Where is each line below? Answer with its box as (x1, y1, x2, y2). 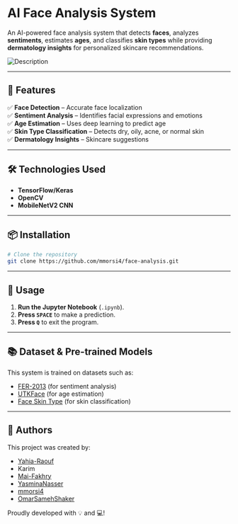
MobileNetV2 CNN (17, 200, 74, 210)
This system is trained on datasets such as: (7, 368, 134, 377)
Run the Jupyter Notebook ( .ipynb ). (17, 302, 125, 311)
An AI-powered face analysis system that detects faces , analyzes (7, 28, 199, 37)
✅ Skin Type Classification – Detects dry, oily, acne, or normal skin (7, 127, 204, 135)
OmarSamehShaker (17, 494, 75, 503)
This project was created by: (7, 443, 91, 451)
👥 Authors (7, 424, 53, 436)
